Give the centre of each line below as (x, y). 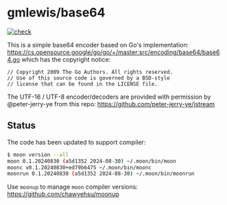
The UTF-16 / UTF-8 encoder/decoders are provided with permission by (109, 97)
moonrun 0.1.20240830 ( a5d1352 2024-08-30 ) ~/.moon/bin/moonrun (101, 174)
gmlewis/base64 (56, 13)
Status (22, 126)
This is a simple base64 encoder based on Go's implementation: (98, 45)
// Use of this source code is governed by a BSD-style (88, 78)
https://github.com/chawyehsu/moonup (63, 194)
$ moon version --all (38, 155)
